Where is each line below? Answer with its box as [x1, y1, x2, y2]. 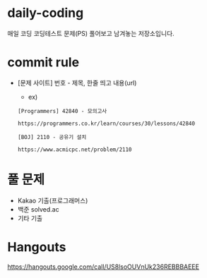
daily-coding [7, 5, 84, 21]
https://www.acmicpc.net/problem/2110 [17, 146, 132, 153]
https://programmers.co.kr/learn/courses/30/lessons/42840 [17, 120, 196, 127]
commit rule [7, 54, 80, 71]
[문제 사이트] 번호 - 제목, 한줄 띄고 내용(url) [17, 78, 137, 87]
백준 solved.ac [17, 205, 59, 213]
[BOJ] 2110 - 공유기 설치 [17, 133, 87, 140]
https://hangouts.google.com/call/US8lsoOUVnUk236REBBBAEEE [7, 262, 200, 271]
